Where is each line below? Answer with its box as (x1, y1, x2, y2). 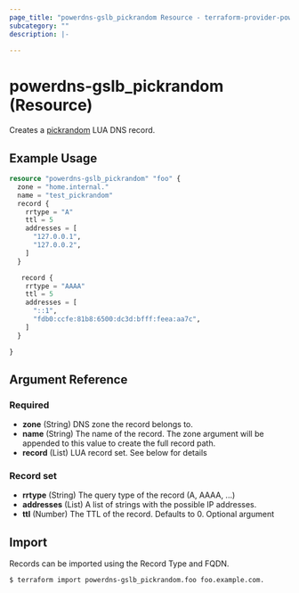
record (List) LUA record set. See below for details (21, 448, 207, 458)
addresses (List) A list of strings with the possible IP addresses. (21, 499, 257, 510)
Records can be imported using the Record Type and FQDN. (9, 558, 230, 569)
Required (9, 399, 50, 411)
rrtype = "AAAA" (25, 282, 86, 291)
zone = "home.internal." (17, 182, 109, 192)
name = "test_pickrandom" (17, 191, 114, 200)
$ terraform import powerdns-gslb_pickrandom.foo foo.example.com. (9, 576, 265, 585)
